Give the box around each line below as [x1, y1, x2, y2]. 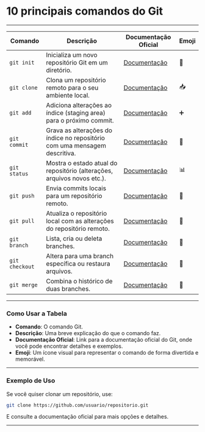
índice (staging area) [45, 108, 106, 117]
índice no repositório [45, 133, 106, 142]
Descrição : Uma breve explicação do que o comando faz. [15, 330, 161, 337]
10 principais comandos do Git [6, 4, 164, 18]
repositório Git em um [45, 58, 108, 66]
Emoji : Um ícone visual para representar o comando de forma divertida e [15, 349, 199, 356]
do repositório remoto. [45, 224, 110, 233]
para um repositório [45, 191, 103, 200]
